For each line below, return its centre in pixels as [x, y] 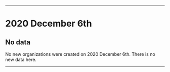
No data [18, 42]
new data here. [21, 59]
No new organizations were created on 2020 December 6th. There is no [80, 54]
